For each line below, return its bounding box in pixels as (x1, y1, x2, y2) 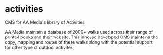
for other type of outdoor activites (5, 44, 73, 50)
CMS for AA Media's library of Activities (5, 19, 85, 25)
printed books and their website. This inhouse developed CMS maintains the (5, 34, 158, 40)
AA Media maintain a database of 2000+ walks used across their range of (5, 29, 153, 35)
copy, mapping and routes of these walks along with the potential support (5, 39, 153, 45)
